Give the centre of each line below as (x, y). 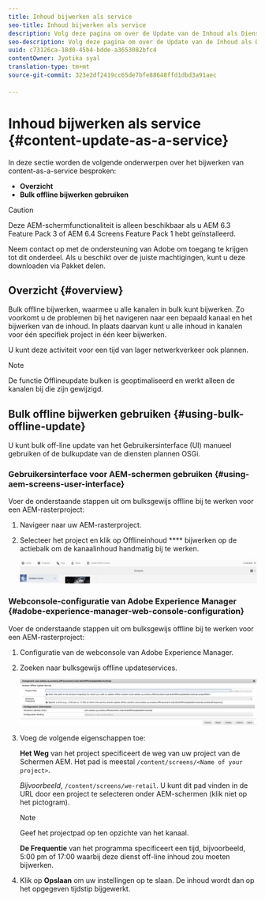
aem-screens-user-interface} (66, 484)
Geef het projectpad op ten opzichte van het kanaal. (104, 833)
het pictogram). (45, 802)
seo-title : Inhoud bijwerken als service (77, 25)
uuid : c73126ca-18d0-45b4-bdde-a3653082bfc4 (82, 50)
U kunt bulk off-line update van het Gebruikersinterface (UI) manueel (120, 445)
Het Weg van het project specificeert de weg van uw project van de (130, 753)
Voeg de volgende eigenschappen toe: (82, 738)
